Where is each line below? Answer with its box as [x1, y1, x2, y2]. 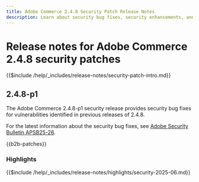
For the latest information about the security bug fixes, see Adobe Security [6, 123, 188, 130]
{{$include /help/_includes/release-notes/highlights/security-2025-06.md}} [6, 168, 191, 175]
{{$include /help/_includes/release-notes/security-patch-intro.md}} [6, 72, 171, 79]
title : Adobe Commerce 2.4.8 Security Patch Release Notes [6, 8, 155, 15]
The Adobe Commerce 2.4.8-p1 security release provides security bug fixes [6, 105, 191, 112]
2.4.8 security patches [6, 52, 121, 66]
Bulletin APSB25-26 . [6, 129, 56, 136]
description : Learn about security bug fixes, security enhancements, [6, 14, 184, 20]
